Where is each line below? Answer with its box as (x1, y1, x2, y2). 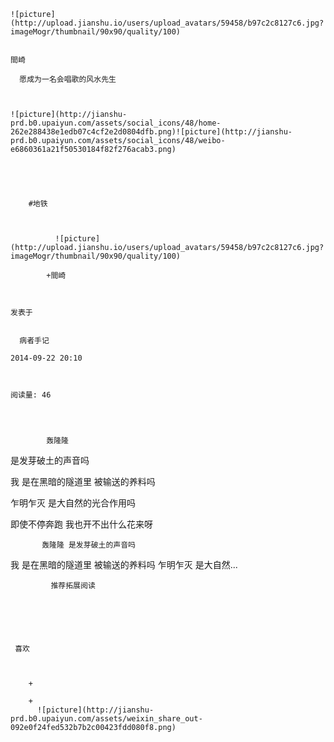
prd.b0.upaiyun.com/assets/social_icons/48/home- (10, 118, 222, 128)
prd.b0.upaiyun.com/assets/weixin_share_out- (10, 714, 203, 724)
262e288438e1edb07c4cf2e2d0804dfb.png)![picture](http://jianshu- (10, 127, 293, 137)
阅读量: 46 (10, 390, 52, 400)
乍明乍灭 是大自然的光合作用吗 (10, 497, 136, 509)
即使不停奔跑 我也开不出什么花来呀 (10, 518, 153, 530)
